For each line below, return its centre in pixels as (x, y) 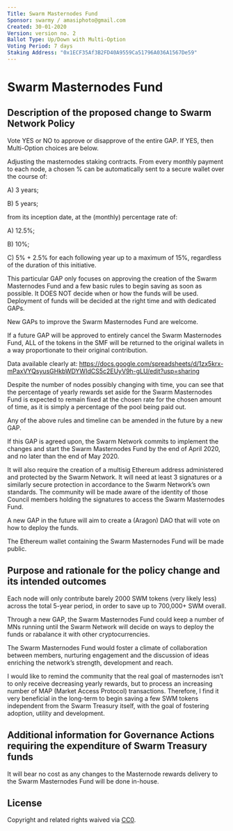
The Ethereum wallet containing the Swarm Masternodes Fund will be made (115, 541)
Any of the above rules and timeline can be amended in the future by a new (115, 420)
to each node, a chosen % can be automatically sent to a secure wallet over (116, 169)
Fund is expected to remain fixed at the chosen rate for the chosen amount (114, 399)
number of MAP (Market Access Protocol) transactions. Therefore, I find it (113, 691)
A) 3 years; (23, 190)
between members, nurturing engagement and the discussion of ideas (108, 655)
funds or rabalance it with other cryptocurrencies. (79, 634)
